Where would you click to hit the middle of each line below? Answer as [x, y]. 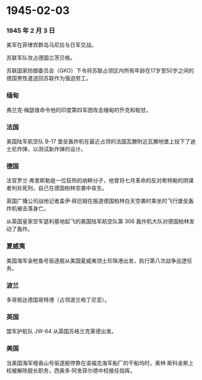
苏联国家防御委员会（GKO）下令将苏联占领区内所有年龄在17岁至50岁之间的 [100, 71]
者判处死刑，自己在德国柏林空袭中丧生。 [57, 188]
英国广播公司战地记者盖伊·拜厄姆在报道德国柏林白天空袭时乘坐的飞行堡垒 [98, 201]
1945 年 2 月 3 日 [31, 31]
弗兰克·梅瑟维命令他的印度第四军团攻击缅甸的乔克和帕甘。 [79, 110]
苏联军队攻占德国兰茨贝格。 [41, 58]
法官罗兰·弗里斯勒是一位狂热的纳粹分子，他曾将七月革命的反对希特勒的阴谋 [100, 181]
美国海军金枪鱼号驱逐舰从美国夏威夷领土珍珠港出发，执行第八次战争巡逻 [96, 261]
